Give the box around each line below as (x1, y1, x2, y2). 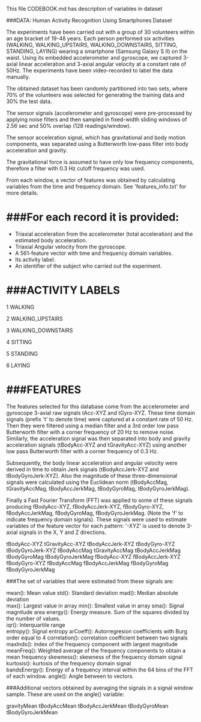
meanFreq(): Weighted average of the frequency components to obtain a (6, 647, 186, 654)
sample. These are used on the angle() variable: (6, 690, 125, 698)
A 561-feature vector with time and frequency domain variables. (14, 250, 173, 257)
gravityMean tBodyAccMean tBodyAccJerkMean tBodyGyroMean (6, 702, 169, 709)
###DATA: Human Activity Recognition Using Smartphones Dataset (6, 17, 172, 24)
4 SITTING (6, 338, 32, 345)
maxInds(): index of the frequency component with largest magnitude (6, 640, 178, 647)
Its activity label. (14, 256, 56, 263)
